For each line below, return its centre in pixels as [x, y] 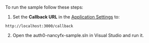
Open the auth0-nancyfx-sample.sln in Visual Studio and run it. [78, 35]
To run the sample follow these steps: [44, 7]
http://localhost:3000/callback [39, 26]
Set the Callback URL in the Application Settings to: [66, 17]
